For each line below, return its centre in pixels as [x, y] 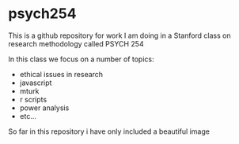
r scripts [33, 99]
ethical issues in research [61, 74]
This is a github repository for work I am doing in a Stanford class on [119, 35]
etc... [28, 116]
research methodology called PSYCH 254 [76, 43]
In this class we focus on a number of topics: [81, 59]
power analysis [44, 108]
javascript [36, 83]
